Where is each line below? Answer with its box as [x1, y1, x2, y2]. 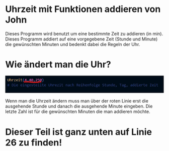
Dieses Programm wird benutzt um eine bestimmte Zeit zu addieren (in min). [5, 30, 163, 36]
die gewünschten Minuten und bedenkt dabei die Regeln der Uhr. [5, 41, 140, 47]
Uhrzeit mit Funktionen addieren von [5, 3, 161, 15]
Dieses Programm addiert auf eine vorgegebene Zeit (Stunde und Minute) [5, 36, 158, 42]
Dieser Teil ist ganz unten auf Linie [5, 126, 152, 137]
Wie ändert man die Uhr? [5, 59, 112, 70]
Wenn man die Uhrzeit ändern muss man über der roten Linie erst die [5, 98, 148, 104]
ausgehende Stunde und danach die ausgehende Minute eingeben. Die [5, 103, 153, 109]
